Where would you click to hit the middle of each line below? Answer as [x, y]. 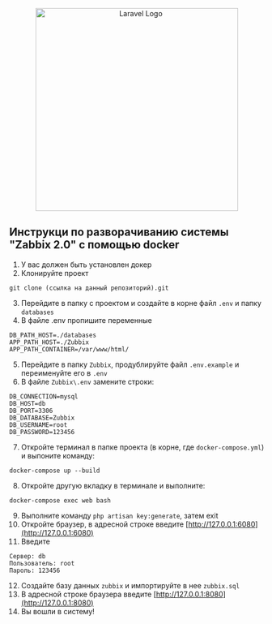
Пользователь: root [42, 563]
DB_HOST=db [28, 403]
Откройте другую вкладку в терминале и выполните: [113, 485]
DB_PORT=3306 [31, 411]
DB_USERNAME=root [38, 425]
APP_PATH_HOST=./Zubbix [49, 342]
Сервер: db [28, 556]
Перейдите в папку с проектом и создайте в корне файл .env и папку [141, 303]
